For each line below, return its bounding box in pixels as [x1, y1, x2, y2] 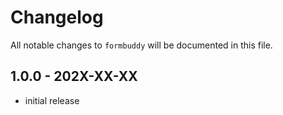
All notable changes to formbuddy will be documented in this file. [10, 39, 273, 51]
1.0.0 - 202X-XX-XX [10, 68, 138, 85]
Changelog [10, 6, 104, 29]
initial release [24, 94, 80, 106]
